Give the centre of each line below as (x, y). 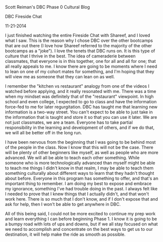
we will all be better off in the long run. (44, 133)
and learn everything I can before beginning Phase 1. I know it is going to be (81, 219)
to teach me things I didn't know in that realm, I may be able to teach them (79, 168)
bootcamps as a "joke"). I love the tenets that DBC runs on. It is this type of (80, 51)
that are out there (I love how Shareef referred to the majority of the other (79, 46)
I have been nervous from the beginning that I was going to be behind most (81, 142)
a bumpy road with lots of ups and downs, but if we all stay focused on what (81, 224)
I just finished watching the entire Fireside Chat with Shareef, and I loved (78, 35)
